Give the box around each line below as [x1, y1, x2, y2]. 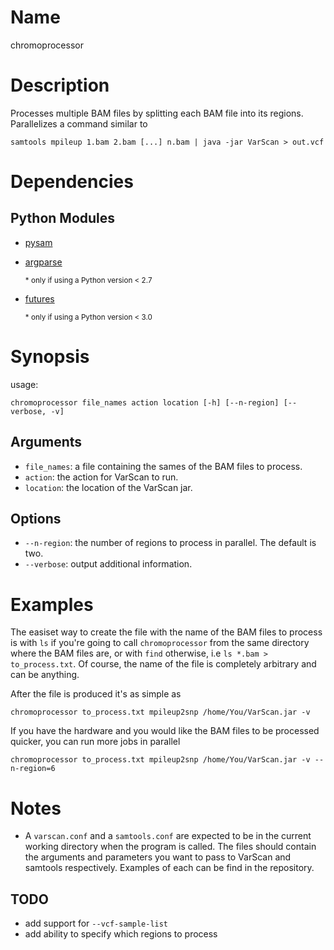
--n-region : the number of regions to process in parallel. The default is [24, 537, 317, 549]
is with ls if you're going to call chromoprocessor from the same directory [10, 637, 310, 649]
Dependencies [10, 171, 134, 193]
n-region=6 [10, 764, 56, 774]
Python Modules [10, 210, 116, 227]
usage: [10, 378, 39, 390]
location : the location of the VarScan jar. [24, 481, 193, 493]
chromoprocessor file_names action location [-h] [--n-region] [10, 397, 280, 408]
